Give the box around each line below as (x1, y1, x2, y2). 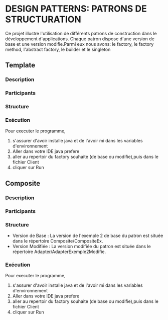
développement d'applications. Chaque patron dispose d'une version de (5, 36, 154, 42)
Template (5, 61, 36, 69)
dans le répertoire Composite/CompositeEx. (12, 237, 103, 244)
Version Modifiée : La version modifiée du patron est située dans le (12, 243, 151, 249)
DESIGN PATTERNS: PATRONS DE (5, 3, 147, 15)
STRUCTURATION (5, 14, 81, 25)
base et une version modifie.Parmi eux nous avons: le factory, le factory (5, 41, 154, 47)
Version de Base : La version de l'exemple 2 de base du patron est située (12, 232, 163, 238)
